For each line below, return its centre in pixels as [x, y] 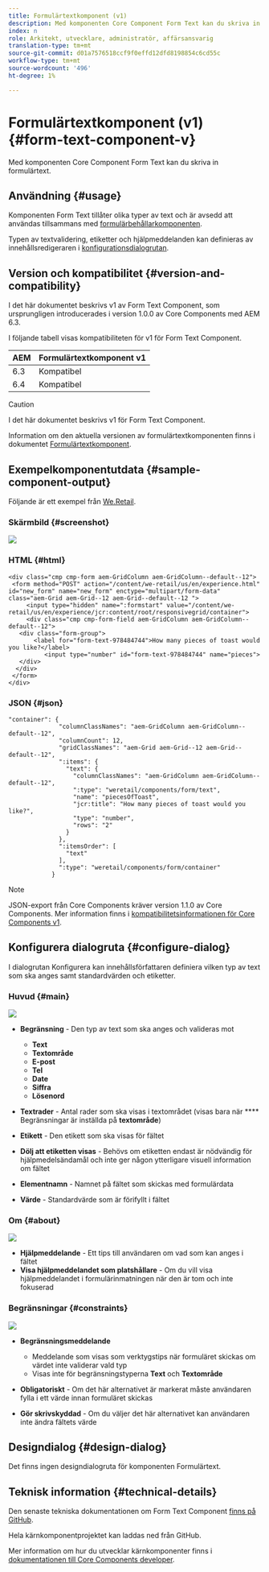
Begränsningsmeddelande [65, 1341]
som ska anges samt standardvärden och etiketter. [92, 975]
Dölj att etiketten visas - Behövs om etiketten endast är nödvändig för [136, 1151]
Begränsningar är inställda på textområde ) [91, 1120]
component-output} [59, 482]
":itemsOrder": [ [88, 846]
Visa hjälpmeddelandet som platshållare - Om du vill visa [116, 1270]
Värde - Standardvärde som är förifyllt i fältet [95, 1200]
